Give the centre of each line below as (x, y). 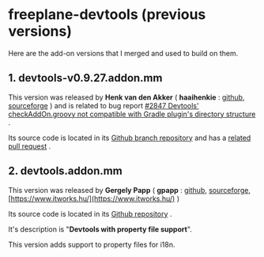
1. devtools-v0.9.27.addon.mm (85, 78)
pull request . (30, 146)
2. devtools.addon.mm (65, 171)
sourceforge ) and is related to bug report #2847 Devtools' (104, 105)
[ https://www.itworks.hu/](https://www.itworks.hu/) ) (94, 198)
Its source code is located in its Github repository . (90, 214)
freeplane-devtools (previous (107, 15)
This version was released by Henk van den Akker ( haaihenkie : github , (126, 97)
